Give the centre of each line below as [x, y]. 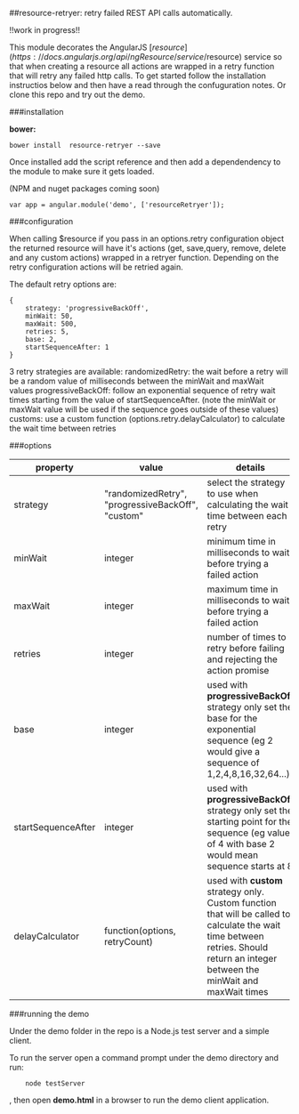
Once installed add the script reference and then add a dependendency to [145, 162]
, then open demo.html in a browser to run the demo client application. [139, 1100]
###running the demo [49, 1014]
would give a [234, 751]
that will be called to [249, 914]
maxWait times [238, 992]
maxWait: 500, [51, 324]
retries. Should [238, 947]
